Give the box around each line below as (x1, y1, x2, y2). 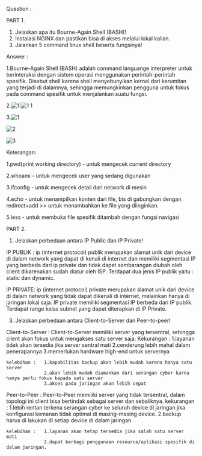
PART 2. (6, 226, 26, 232)
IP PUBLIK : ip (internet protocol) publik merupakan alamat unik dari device (6, 249, 192, 256)
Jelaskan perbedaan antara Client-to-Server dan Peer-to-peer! (14, 317, 171, 324)
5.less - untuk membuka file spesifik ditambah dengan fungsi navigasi (6, 214, 180, 221)
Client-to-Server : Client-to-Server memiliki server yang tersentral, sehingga (6, 329, 195, 335)
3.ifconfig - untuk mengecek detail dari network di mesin (6, 184, 147, 191)
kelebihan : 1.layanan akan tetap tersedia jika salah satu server (6, 428, 185, 434)
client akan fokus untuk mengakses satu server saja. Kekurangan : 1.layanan (6, 335, 195, 342)
